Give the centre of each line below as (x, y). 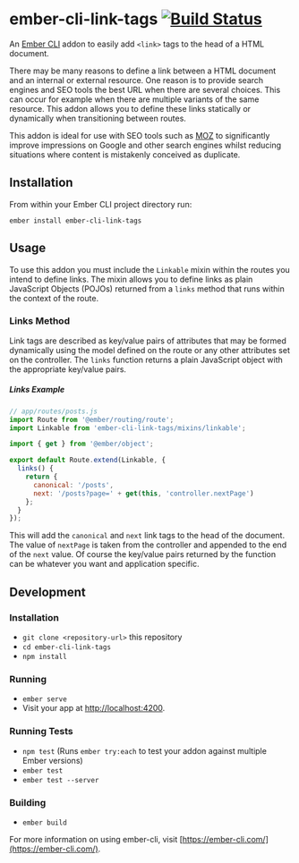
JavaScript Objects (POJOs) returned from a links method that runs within (147, 288)
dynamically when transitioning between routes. (98, 118)
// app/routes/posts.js (54, 411)
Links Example (37, 390)
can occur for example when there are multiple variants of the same (134, 99)
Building (28, 802)
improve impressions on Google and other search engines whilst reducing (145, 145)
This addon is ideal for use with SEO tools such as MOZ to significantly (140, 135)
